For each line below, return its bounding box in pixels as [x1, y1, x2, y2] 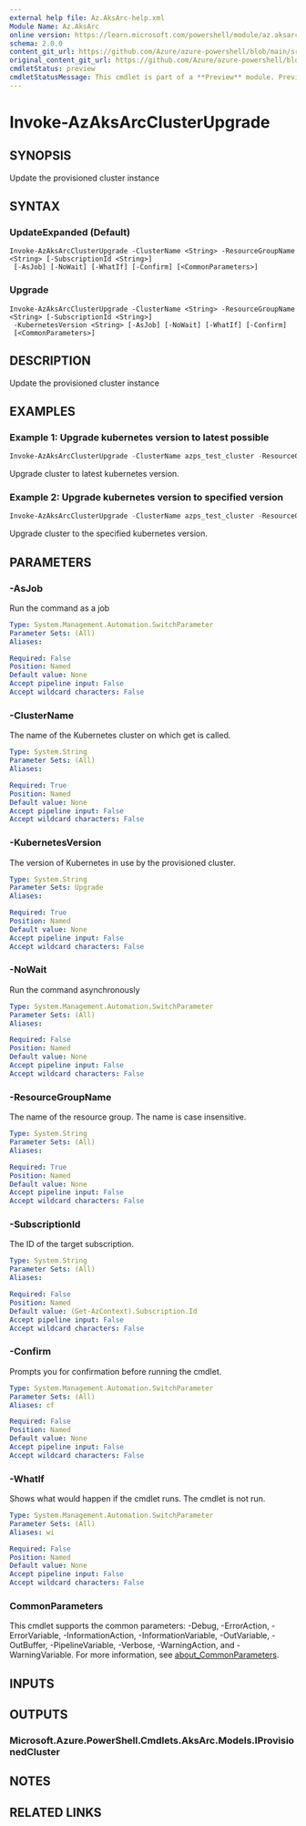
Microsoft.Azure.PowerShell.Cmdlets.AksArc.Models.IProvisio [9, 1734, 294, 1747]
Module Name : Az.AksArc [9, 22, 100, 31]
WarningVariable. [9, 1649, 75, 1660]
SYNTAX [9, 199, 61, 214]
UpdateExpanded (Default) [9, 226, 130, 239]
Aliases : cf [9, 1400, 55, 1409]
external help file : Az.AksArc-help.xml [9, 13, 166, 23]
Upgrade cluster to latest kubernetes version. [9, 469, 179, 480]
